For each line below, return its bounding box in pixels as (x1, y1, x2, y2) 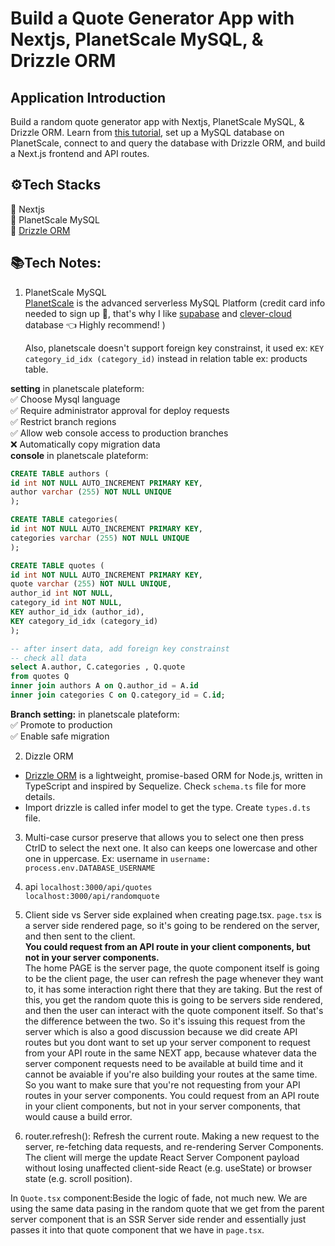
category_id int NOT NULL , (10, 598, 123, 608)
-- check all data (10, 653, 87, 663)
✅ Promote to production (10, 718, 113, 731)
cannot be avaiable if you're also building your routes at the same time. (24, 1068, 318, 1080)
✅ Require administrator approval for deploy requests (10, 404, 230, 416)
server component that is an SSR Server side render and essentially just (10, 1213, 307, 1225)
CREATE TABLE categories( (10, 515, 118, 525)
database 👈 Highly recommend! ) (24, 318, 166, 331)
